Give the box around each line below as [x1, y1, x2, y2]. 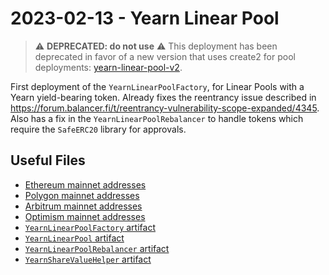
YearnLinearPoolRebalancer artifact [24, 242, 170, 254]
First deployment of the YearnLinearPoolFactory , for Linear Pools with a [10, 80, 305, 92]
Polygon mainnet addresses [24, 189, 140, 201]
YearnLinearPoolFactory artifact [24, 221, 156, 233]
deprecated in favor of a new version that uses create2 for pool [34, 50, 296, 62]
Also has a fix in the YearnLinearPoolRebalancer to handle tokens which [10, 112, 304, 124]
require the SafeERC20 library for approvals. [10, 123, 187, 135]
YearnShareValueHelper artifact [24, 253, 152, 265]
